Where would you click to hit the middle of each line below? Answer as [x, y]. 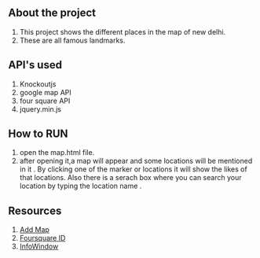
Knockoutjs [38, 84]
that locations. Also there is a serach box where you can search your [130, 178]
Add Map [34, 230]
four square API [45, 101]
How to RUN [38, 134]
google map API [46, 92]
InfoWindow [39, 246]
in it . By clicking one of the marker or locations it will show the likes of [133, 169]
